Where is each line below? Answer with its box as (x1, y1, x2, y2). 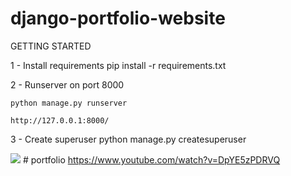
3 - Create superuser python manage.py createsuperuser (10, 133, 247, 145)
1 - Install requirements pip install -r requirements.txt (10, 59, 227, 71)
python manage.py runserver (10, 98, 128, 108)
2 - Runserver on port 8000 (10, 78, 125, 91)
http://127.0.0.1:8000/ (10, 115, 110, 126)
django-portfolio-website (10, 7, 226, 30)
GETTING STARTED (10, 40, 92, 52)
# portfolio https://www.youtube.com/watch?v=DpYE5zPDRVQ (22, 153, 281, 166)
